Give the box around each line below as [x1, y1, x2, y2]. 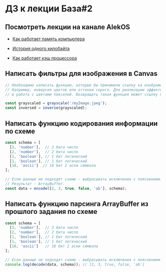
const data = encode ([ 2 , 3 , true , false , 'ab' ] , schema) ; [5, 186, 127, 191]
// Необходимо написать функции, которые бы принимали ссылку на [5, 82, 142, 87]
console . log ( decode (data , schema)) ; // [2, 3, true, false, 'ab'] [5, 262, 145, 267]
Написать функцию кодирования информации [5, 119, 158, 128]
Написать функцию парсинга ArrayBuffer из [5, 200, 149, 208]
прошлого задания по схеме [5, 207, 98, 216]
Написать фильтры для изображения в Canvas [5, 69, 158, 78]
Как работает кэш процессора [12, 55, 78, 61]
